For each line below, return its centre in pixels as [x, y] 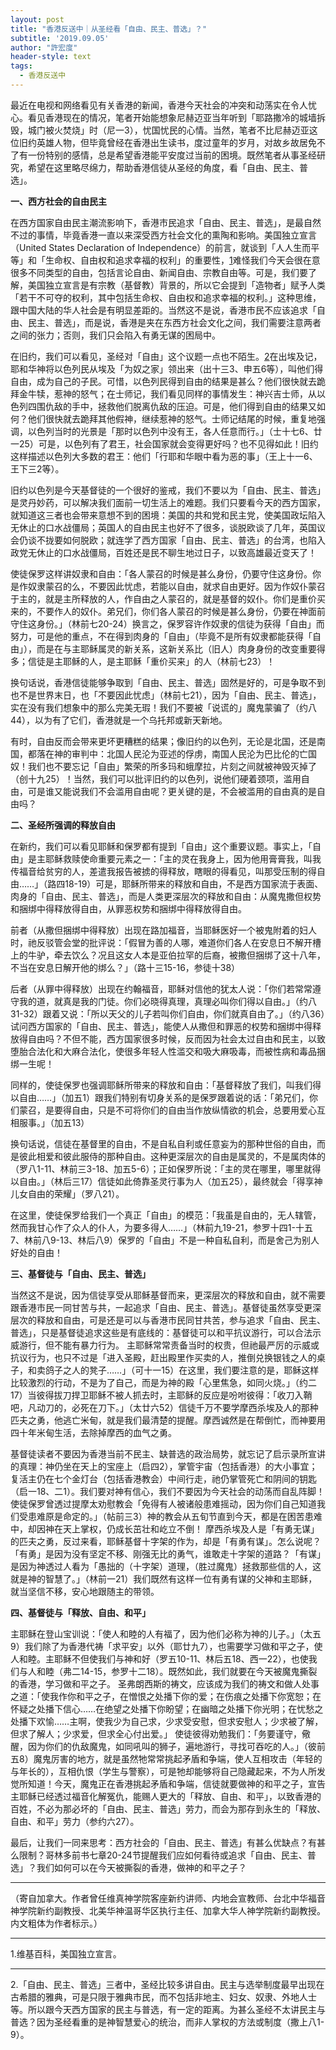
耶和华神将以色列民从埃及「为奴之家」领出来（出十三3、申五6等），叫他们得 [167, 368]
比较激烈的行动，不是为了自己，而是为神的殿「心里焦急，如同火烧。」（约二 [163, 1382]
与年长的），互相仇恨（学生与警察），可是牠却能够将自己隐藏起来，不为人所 [163, 1771]
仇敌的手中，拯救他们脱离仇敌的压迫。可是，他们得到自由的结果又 [180, 406]
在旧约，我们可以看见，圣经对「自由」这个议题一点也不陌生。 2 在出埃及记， [166, 356]
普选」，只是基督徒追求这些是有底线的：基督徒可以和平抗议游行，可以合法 [161, 1332]
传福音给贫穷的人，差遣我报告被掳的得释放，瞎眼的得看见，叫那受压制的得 [163, 871]
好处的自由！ [36, 1252]
